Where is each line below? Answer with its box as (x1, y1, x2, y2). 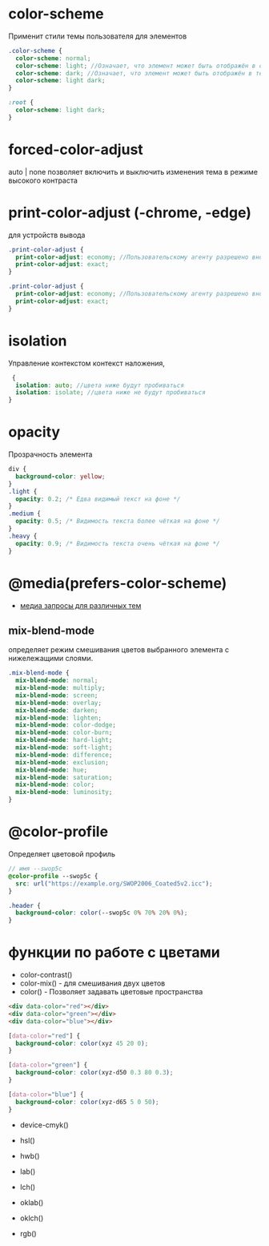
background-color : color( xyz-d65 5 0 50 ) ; (15, 1098, 159, 1106)
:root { (8, 99, 34, 107)
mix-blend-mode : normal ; (15, 676, 98, 685)
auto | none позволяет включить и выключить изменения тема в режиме (8, 167, 259, 176)
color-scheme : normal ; (15, 54, 91, 63)
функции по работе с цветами (8, 943, 220, 962)
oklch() (19, 1213, 44, 1223)
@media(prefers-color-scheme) (8, 574, 227, 592)
